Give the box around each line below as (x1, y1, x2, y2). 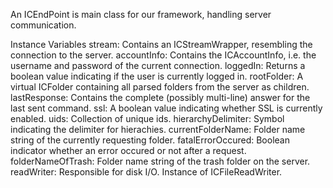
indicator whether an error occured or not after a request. (10, 145, 247, 156)
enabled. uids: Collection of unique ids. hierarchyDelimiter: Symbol (10, 113, 285, 124)
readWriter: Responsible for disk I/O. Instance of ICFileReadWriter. (10, 166, 283, 178)
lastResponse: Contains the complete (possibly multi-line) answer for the (10, 92, 311, 103)
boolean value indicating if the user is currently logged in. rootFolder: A (10, 70, 304, 82)
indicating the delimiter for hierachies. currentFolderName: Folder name (10, 124, 306, 135)
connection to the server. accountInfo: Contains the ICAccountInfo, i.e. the (10, 49, 317, 61)
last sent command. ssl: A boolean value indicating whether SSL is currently (10, 102, 323, 114)
